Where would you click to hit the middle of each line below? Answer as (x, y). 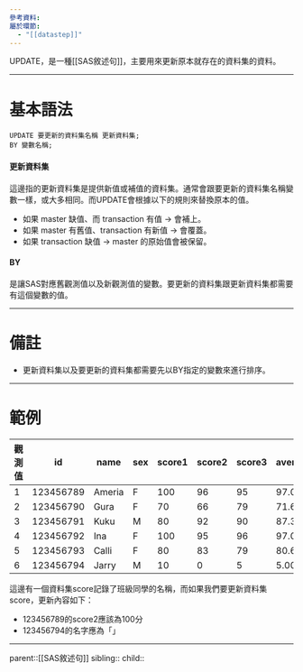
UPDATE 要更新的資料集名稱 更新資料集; (74, 136)
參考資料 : (25, 18)
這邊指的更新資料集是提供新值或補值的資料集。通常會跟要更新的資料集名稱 (147, 188)
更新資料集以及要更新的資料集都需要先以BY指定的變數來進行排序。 (146, 370)
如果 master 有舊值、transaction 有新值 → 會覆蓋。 (117, 230)
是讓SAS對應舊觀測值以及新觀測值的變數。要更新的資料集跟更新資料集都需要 (151, 283)
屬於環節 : (25, 26)
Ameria (109, 492)
